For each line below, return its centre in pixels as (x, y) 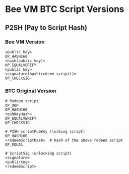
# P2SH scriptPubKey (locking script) (45, 132)
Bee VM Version (25, 42)
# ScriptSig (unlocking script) (38, 154)
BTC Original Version (31, 91)
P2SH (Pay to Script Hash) (46, 28)
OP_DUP (12, 106)
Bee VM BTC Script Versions (65, 9)
